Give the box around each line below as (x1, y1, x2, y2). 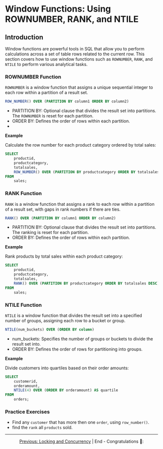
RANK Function (5, 190, 42, 197)
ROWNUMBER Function (5, 73, 62, 80)
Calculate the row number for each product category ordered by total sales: (5, 142, 156, 148)
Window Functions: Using (5, 3, 111, 15)
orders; (14, 397, 29, 402)
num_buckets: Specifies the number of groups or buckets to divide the (12, 336, 153, 342)
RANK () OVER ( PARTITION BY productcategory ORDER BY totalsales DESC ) (14, 281, 160, 286)
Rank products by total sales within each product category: (5, 253, 123, 259)
